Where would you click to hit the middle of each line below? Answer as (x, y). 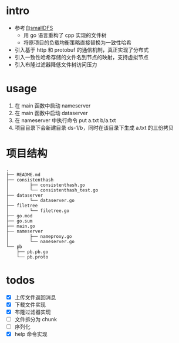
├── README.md (23, 174)
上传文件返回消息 (35, 297)
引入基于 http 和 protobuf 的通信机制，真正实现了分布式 (82, 50)
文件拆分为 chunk (36, 319)
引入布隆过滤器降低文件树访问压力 (56, 64)
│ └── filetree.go (38, 211)
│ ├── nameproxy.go (39, 236)
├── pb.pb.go (33, 252)
